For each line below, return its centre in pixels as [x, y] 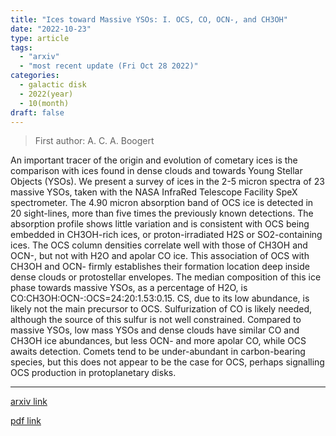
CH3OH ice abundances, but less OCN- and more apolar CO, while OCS [158, 341]
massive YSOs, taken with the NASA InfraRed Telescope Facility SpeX [154, 192]
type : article [40, 38]
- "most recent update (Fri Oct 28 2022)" [109, 66]
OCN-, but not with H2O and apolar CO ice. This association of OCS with [160, 256]
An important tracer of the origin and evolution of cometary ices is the [154, 160]
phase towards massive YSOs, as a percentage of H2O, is [129, 288]
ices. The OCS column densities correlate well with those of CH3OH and [159, 245]
